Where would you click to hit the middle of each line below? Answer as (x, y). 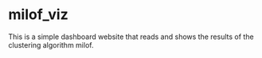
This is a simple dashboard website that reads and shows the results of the (131, 37)
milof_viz (39, 15)
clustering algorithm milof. (51, 44)
